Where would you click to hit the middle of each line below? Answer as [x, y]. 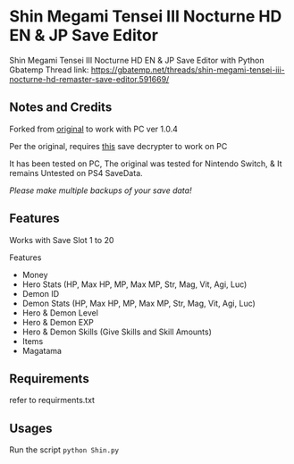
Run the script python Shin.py [64, 450]
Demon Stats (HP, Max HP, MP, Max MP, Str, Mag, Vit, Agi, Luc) [139, 303]
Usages [31, 428]
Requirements [49, 379]
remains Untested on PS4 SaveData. [76, 173]
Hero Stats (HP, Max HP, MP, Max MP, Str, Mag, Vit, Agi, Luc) [134, 284]
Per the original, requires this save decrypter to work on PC [118, 146]
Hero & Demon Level [60, 312]
